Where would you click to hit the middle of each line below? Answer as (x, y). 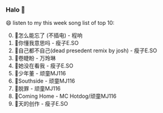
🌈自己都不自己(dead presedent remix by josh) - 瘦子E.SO (86, 50)
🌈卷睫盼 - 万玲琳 (35, 58)
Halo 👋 (16, 10)
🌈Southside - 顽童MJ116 (45, 81)
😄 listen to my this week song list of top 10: (60, 23)
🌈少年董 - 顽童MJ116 (40, 74)
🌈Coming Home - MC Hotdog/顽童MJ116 (65, 96)
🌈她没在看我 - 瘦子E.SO (44, 66)
